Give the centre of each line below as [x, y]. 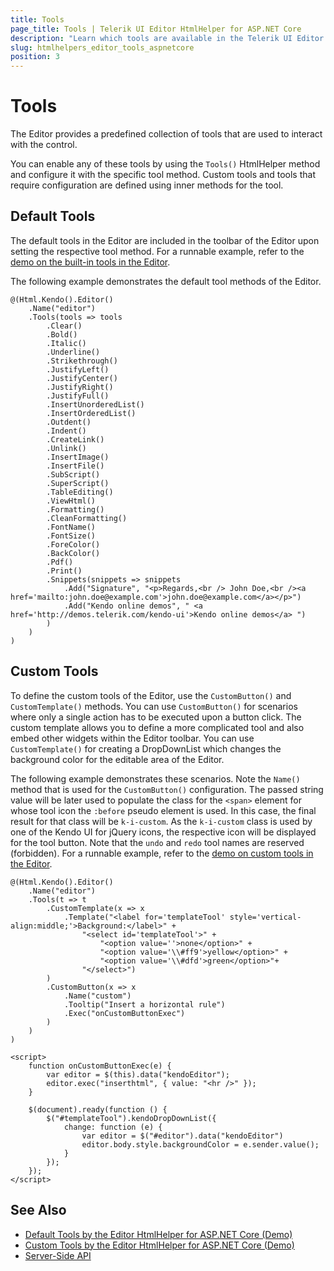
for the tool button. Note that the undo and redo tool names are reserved [157, 842]
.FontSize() [71, 536]
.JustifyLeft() [78, 369]
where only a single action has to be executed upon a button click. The [156, 717]
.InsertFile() [75, 466]
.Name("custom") [97, 996]
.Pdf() [60, 562]
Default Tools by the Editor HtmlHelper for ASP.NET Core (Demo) [158, 1234]
